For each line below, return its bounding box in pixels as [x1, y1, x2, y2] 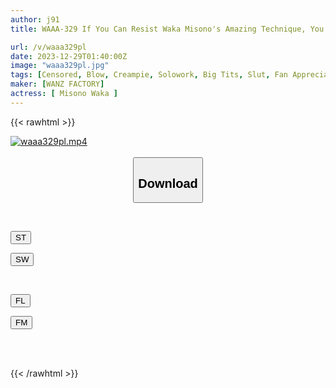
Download [138, 176, 198, 191]
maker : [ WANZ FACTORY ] [10, 79, 105, 90]
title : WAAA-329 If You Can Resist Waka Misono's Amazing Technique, [10, 24, 307, 34]
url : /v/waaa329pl [10, 42, 87, 52]
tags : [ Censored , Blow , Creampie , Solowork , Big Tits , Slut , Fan [10, 70, 289, 80]
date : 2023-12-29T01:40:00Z [10, 51, 128, 61]
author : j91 [10, 14, 60, 25]
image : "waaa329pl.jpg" [10, 61, 110, 71]
